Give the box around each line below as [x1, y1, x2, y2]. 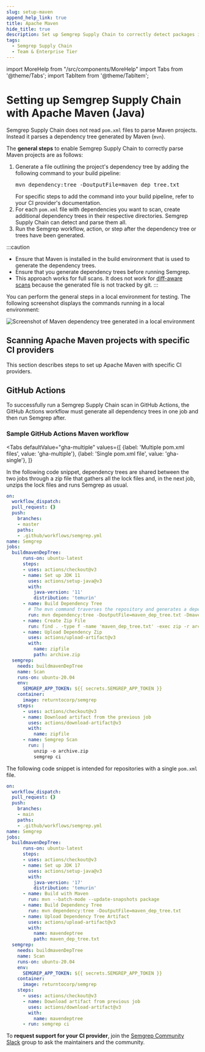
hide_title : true [6, 26, 51, 32]
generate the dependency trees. [15, 262, 96, 269]
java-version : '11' [33, 589, 84, 595]
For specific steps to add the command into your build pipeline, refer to [15, 193, 194, 200]
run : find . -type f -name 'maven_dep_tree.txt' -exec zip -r [28, 623, 190, 629]
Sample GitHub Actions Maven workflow [6, 429, 129, 438]
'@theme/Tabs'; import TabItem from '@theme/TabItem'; [6, 71, 149, 79]
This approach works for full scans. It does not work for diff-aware [15, 274, 183, 282]
